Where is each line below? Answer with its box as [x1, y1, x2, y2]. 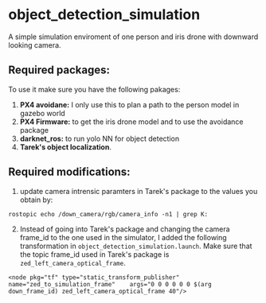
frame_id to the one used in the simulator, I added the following [19, 232, 227, 242]
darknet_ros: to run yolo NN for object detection [19, 134, 180, 143]
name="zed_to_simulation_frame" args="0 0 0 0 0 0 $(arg [8, 280, 213, 288]
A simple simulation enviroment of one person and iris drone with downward [8, 32, 259, 41]
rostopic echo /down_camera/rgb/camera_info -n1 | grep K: [8, 210, 209, 218]
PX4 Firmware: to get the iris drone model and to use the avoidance [19, 117, 244, 126]
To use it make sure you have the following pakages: [8, 84, 181, 94]
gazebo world [19, 108, 65, 118]
